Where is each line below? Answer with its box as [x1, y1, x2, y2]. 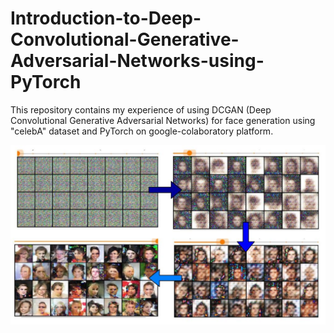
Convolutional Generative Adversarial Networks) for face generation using [10, 114, 316, 126]
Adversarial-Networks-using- [10, 50, 265, 72]
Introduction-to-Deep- [10, 7, 202, 30]
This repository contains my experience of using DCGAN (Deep [10, 103, 272, 116]
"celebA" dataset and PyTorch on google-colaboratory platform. [10, 125, 274, 137]
